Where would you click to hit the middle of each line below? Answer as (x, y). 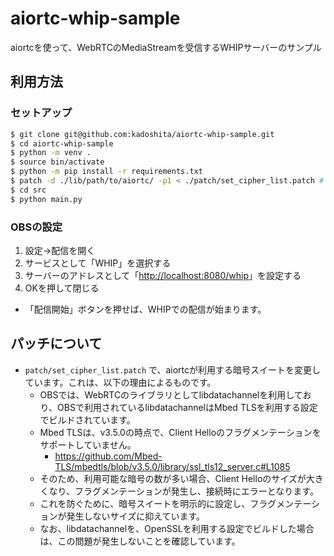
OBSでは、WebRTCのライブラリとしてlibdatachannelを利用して (171, 394)
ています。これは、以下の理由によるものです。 (120, 382)
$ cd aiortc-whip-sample (62, 143)
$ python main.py (46, 199)
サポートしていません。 (88, 444)
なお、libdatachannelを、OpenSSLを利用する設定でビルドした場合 (177, 528)
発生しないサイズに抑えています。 (136, 516)
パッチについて (56, 343)
